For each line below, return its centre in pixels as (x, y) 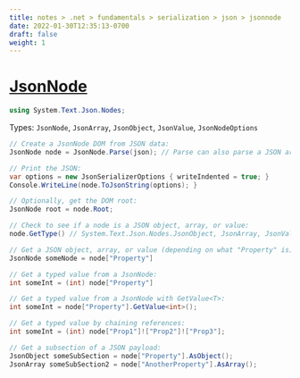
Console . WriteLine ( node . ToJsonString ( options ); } (104, 185)
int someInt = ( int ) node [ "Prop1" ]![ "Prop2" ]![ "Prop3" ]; (117, 332)
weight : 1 (28, 42)
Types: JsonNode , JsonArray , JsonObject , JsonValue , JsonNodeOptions (134, 128)
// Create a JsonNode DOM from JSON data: (89, 144)
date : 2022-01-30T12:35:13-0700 (69, 26)
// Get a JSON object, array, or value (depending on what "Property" (143, 250)
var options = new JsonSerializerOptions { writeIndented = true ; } (139, 176)
